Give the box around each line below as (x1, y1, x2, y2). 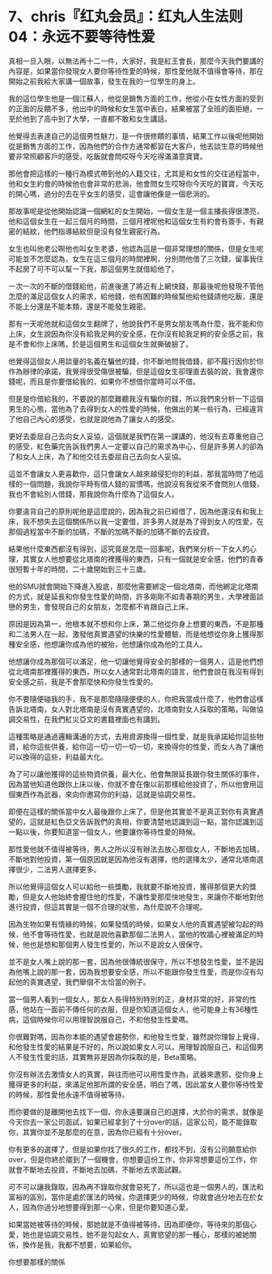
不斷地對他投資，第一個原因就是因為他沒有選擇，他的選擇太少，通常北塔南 (8, 854, 257, 864)
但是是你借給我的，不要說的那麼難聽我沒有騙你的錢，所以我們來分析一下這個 (8, 394, 264, 403)
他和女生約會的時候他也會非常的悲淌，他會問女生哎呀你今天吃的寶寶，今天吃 (8, 179, 264, 188)
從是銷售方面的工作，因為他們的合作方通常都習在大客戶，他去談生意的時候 (8, 141, 257, 151)
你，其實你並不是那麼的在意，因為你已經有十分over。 (8, 1127, 187, 1137)
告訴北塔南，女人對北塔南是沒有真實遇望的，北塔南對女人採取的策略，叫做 (8, 704, 257, 714)
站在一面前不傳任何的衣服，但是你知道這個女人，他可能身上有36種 (29, 1004, 252, 1014)
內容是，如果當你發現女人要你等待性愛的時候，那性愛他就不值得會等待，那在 (8, 66, 264, 75)
